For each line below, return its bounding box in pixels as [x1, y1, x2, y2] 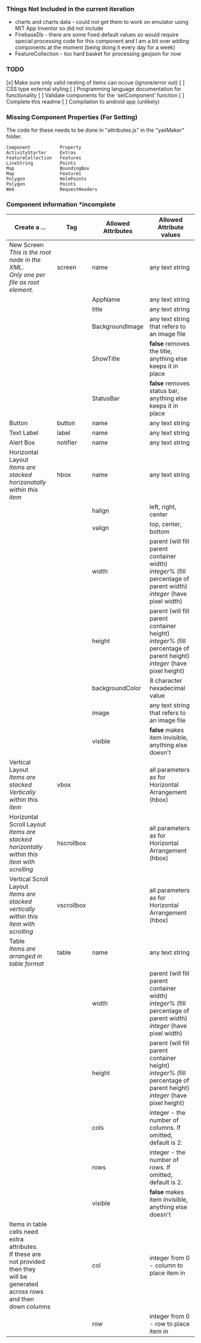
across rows [9, 1287, 44, 1296]
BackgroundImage [92, 322, 144, 331]
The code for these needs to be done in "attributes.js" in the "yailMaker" [6, 126, 185, 134]
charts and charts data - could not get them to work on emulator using [14, 19, 188, 26]
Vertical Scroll [9, 875, 48, 884]
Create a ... [14, 223, 46, 232]
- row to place [149, 1320, 190, 1328]
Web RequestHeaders [6, 186, 98, 192]
